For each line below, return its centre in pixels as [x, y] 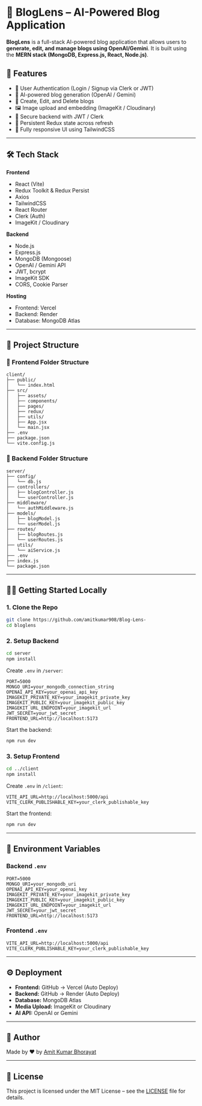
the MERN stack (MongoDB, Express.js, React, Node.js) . [77, 54]
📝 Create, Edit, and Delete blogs [54, 101]
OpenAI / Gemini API [40, 265]
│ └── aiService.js [33, 550]
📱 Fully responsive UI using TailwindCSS [65, 129]
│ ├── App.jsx [26, 422]
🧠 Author [23, 1038]
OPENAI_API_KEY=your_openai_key [47, 889]
